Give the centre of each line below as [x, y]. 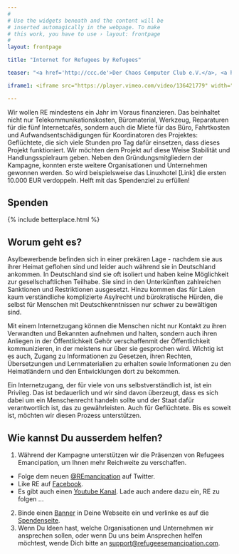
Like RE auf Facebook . [51, 484]
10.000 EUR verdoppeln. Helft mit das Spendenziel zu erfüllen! [99, 180]
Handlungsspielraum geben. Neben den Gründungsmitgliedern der [105, 157]
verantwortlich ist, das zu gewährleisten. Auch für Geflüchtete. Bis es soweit [119, 408]
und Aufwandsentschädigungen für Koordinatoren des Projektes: [102, 135]
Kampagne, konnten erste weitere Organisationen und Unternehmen [107, 165]
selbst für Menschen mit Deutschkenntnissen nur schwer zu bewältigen [112, 305]
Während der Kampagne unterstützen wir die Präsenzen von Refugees [121, 455]
